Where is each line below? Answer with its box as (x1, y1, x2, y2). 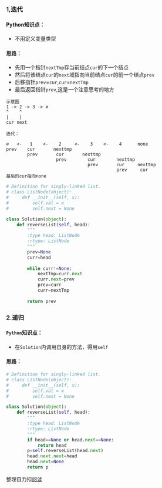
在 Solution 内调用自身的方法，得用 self (14, 343, 109, 350)
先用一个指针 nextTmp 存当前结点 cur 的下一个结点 (14, 64, 129, 71)
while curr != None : (27, 265, 72, 272)
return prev (27, 298, 57, 304)
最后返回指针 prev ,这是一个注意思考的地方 (14, 86, 114, 93)
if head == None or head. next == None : (27, 437, 114, 443)
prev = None (27, 249, 51, 255)
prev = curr (37, 282, 62, 288)
